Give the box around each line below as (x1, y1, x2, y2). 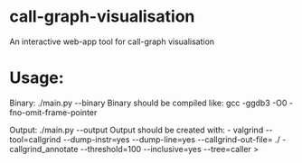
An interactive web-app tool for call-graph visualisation (9, 36, 215, 47)
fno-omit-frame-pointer (9, 106, 98, 118)
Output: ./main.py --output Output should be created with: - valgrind (9, 124, 264, 135)
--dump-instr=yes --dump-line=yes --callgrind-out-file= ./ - (62, 133, 287, 145)
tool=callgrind (9, 133, 61, 145)
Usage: (9, 68, 65, 88)
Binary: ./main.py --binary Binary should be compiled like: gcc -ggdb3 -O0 (9, 97, 288, 108)
